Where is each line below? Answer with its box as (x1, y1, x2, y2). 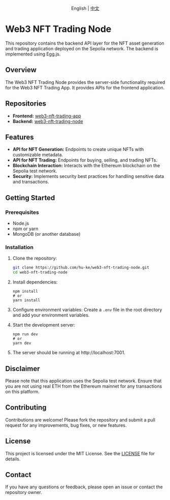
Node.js (12, 221, 29, 227)
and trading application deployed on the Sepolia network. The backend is (5, 45, 158, 51)
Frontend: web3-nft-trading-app (12, 113, 81, 119)
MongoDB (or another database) (12, 231, 81, 237)
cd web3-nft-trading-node (12, 270, 67, 275)
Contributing (5, 403, 47, 412)
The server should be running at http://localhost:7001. (12, 350, 125, 356)
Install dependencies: (12, 279, 58, 285)
